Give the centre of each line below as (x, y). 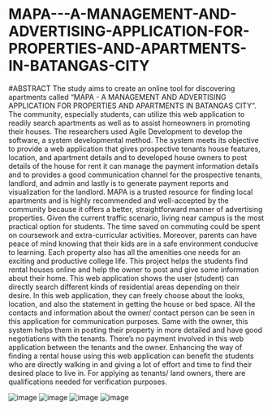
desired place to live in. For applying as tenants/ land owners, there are (127, 373)
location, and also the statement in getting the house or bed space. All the (132, 304)
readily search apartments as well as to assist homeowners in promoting (130, 123)
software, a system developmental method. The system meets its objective (134, 140)
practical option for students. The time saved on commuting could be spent (134, 226)
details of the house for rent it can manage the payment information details (134, 166)
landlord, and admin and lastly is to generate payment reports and (119, 183)
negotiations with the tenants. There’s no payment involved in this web (126, 339)
